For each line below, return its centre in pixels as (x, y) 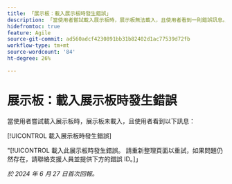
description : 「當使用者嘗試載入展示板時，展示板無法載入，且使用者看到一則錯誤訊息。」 (119, 20)
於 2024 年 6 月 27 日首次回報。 (53, 174)
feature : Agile (29, 33)
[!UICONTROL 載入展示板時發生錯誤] (60, 136)
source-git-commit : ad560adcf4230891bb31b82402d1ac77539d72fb (99, 39)
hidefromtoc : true (34, 26)
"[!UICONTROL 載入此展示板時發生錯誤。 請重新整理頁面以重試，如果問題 (112, 150)
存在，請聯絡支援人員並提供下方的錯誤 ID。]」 (77, 159)
